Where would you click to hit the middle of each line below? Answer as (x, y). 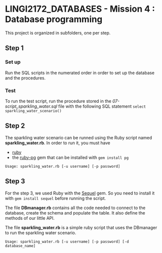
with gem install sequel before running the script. (56, 198)
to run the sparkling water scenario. (41, 233)
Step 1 (15, 48)
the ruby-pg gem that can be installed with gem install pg (70, 157)
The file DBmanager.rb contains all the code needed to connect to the (75, 208)
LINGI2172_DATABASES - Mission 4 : (80, 9)
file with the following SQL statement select (102, 106)
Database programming (54, 19)
